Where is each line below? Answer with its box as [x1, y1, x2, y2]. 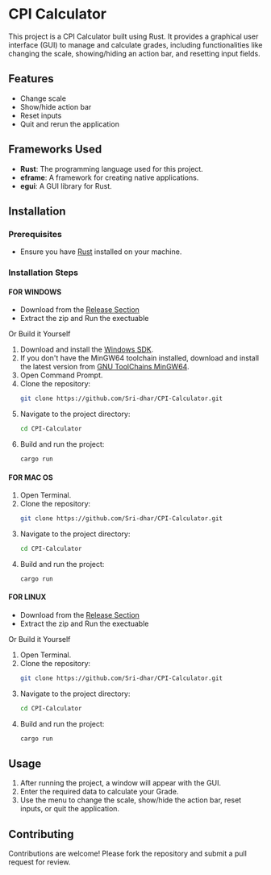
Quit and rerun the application [19, 119, 119, 129]
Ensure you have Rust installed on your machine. [19, 247, 182, 256]
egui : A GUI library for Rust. [19, 181, 113, 190]
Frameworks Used [8, 143, 102, 156]
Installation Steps [8, 267, 79, 278]
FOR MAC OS [8, 473, 54, 482]
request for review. [8, 857, 71, 867]
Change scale [19, 94, 67, 103]
